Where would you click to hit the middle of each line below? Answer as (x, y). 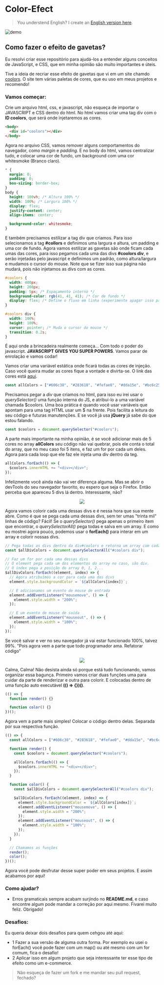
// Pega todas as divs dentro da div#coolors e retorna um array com (77, 546)
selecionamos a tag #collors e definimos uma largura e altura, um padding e (82, 243)
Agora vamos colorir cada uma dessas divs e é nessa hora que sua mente (79, 511)
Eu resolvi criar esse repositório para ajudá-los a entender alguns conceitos (81, 59)
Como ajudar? (22, 889)
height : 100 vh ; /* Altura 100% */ (44, 197)
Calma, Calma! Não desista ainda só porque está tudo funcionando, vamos (80, 669)
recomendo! (17, 84)
